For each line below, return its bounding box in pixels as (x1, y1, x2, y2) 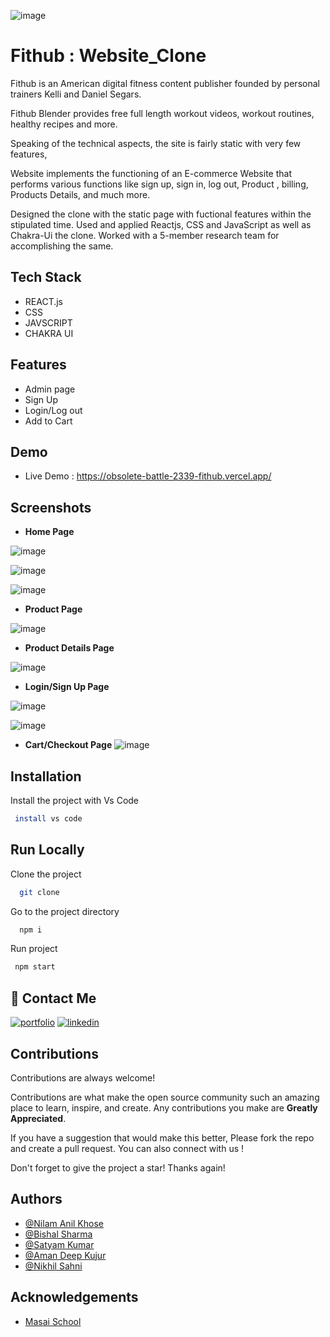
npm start (14, 962, 56, 972)
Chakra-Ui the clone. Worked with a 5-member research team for (10, 229, 280, 241)
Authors (10, 1191, 63, 1208)
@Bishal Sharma (24, 1228, 93, 1240)
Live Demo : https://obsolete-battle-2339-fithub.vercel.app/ (24, 470, 272, 482)
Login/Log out (24, 404, 83, 416)
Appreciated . (10, 1112, 67, 1124)
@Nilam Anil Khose (24, 1217, 104, 1229)
